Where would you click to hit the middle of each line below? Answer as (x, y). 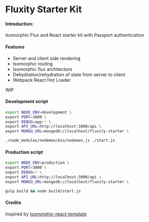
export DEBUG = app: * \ (28, 122)
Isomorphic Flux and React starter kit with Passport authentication (75, 35)
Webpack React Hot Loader (42, 80)
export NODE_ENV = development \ (39, 112)
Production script (24, 152)
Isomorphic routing (33, 64)
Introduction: (20, 23)
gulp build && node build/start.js (43, 191)
